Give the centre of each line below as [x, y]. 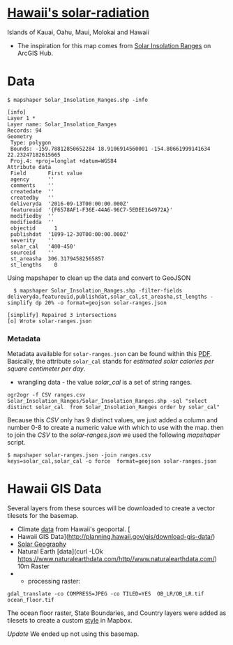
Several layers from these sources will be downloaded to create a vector [111, 508]
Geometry [20, 136]
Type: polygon [31, 142]
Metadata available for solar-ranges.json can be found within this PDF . [110, 354]
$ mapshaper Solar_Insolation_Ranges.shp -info [78, 100]
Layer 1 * [22, 118]
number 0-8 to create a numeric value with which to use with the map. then [116, 428]
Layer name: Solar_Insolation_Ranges [62, 124]
